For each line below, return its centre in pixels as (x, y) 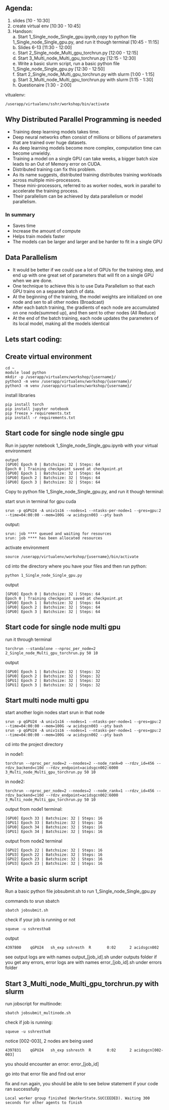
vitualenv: (15, 95)
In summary (20, 214)
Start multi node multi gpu (47, 700)
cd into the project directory (34, 745)
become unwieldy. (32, 153)
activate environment (27, 547)
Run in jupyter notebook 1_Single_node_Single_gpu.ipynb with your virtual (81, 445)
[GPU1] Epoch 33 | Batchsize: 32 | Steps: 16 (54, 823)
